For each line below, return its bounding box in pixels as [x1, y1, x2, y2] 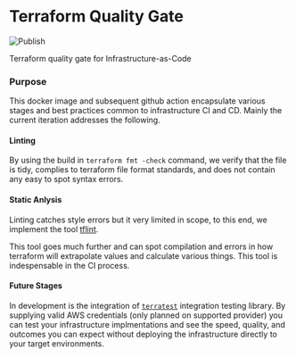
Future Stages [9, 280, 62, 291]
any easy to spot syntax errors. [9, 174, 124, 185]
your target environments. [9, 337, 105, 349]
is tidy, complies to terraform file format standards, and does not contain [9, 164, 275, 175]
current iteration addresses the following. [9, 114, 160, 126]
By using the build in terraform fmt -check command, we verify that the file [9, 154, 287, 166]
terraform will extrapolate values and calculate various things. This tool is [9, 250, 278, 261]
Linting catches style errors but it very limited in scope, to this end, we [9, 214, 267, 225]
